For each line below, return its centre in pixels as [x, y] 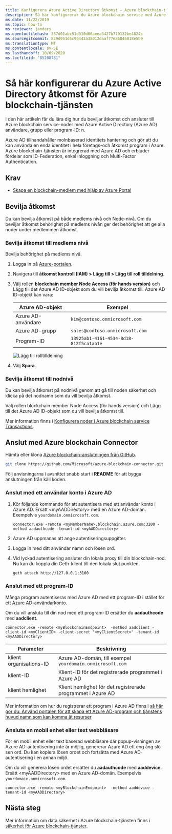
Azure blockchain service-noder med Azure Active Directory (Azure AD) [81, 125]
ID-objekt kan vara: [33, 295]
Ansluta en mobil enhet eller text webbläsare [62, 730]
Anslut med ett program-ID [39, 586]
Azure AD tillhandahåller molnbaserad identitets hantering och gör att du [82, 140]
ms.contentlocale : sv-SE [32, 48]
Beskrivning [111, 648]
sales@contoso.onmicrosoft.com [109, 331]
